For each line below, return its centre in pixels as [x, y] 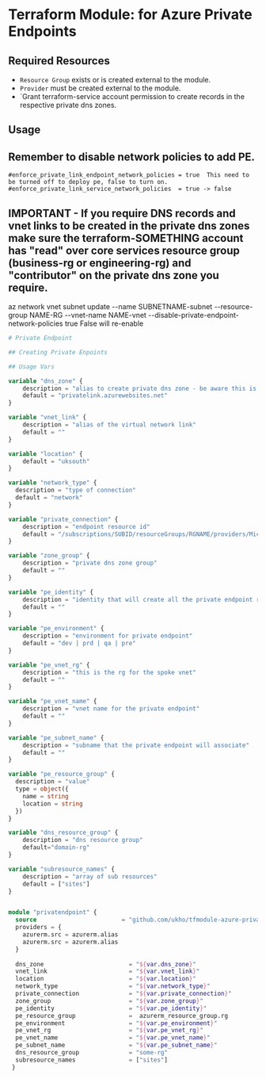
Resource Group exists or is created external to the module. [115, 80]
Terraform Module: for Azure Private [130, 15]
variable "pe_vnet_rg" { [49, 665]
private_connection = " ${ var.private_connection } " [123, 994]
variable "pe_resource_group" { [61, 775]
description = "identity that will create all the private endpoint [138, 599]
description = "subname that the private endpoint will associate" [136, 745]
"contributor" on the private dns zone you [114, 275]
